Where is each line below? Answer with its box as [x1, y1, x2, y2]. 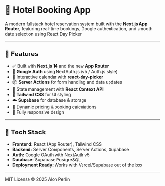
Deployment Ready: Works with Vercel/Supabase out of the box [12, 162, 143, 168]
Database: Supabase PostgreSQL [12, 157, 81, 162]
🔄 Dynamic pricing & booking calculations [12, 104, 97, 110]
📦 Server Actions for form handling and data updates [12, 79, 123, 85]
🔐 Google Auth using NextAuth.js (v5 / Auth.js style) [12, 68, 118, 74]
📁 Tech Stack [5, 128, 46, 136]
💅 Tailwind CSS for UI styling [12, 91, 71, 97]
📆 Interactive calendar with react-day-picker [12, 74, 103, 80]
